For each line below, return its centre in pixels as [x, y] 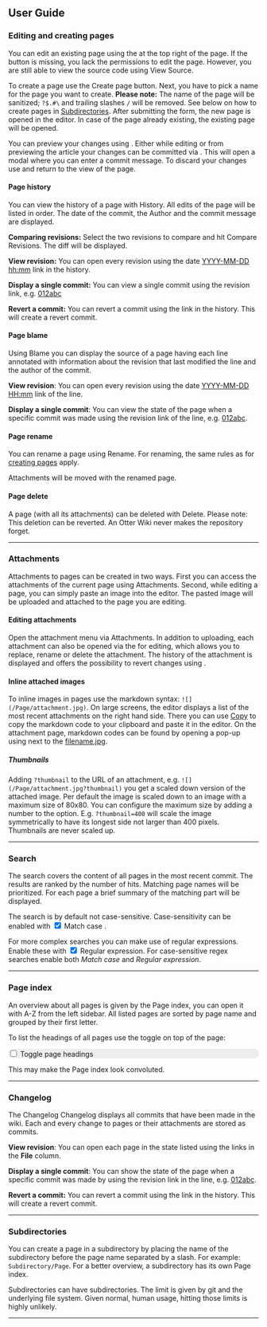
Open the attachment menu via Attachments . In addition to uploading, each [131, 638]
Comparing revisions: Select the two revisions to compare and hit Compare [133, 237]
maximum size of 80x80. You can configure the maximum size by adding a [130, 805]
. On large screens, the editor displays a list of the [168, 708]
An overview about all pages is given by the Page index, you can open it [126, 1005]
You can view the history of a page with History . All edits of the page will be [132, 204]
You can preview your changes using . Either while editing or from [116, 143]
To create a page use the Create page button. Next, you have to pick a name [133, 85]
